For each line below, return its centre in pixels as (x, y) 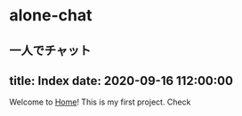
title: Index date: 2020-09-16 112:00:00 (121, 81)
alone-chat (51, 15)
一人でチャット (50, 50)
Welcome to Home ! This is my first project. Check (100, 102)
